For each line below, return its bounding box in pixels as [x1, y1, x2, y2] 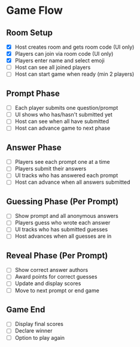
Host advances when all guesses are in [14, 232, 112, 240]
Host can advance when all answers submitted [14, 178, 130, 186]
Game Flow [6, 4, 63, 17]
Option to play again [14, 334, 65, 341]
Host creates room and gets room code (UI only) [14, 43, 135, 50]
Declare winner [14, 327, 53, 334]
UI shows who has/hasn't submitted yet [14, 111, 112, 118]
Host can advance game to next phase [14, 124, 111, 132]
